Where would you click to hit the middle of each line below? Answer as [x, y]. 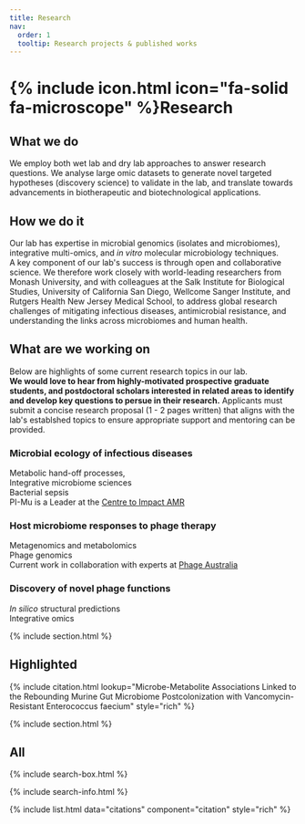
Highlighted [43, 665]
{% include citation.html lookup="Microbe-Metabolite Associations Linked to [153, 686]
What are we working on [80, 349]
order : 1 [34, 35]
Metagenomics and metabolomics [73, 546]
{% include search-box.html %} [69, 774]
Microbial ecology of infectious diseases [101, 453]
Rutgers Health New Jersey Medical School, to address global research [143, 301]
